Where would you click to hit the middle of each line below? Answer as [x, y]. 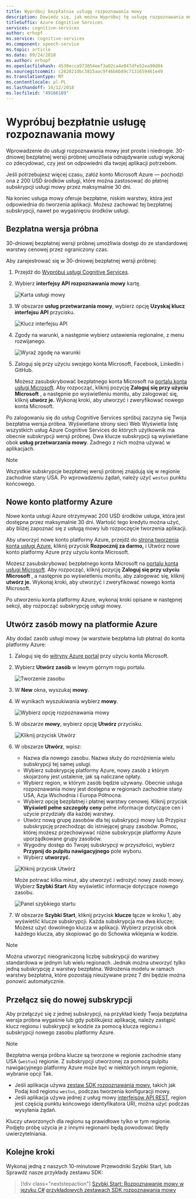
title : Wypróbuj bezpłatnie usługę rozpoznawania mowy [74, 11]
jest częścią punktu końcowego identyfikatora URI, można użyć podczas [102, 1104]
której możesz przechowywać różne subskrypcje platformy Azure [102, 833]
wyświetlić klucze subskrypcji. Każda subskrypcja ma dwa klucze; [94, 921]
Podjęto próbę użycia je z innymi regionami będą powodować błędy [87, 1127]
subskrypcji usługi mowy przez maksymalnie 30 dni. [69, 187]
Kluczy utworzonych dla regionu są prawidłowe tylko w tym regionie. [89, 1121]
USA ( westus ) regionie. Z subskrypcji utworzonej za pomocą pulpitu [87, 1061]
